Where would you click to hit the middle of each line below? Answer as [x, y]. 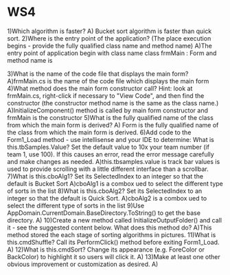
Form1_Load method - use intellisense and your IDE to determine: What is [111, 139]
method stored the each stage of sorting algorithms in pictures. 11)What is [112, 234]
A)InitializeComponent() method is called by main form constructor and [107, 110]
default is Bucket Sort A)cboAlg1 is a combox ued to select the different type [115, 183]
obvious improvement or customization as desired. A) [83, 264]
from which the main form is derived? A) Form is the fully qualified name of [113, 125]
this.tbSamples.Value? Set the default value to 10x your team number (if [108, 147]
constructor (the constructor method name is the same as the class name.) [113, 103]
